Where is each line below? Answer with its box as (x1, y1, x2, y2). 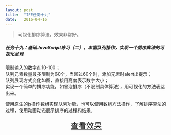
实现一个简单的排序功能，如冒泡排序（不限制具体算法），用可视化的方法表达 (5, 84, 165, 90)
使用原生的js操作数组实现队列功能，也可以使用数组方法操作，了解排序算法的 (5, 101, 166, 107)
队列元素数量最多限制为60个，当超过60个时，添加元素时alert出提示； (5, 71, 153, 77)
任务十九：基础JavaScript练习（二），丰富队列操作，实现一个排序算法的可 (5, 44, 164, 50)
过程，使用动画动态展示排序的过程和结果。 (5, 107, 96, 114)
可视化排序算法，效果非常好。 (17, 32, 81, 38)
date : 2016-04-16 (5, 17, 47, 22)
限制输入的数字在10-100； (5, 64, 61, 71)
